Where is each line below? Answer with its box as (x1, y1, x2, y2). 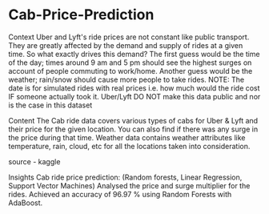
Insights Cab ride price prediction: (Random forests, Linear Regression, (8, 172, 243, 182)
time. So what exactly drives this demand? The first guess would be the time (8, 49, 260, 59)
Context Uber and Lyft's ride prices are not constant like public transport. (8, 32, 250, 42)
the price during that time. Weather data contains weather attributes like (8, 132, 246, 142)
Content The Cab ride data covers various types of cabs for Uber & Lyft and (8, 115, 259, 125)
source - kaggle (8, 156, 61, 166)
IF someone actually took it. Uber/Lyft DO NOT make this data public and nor (8, 91, 261, 101)
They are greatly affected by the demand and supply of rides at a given (8, 40, 243, 50)
